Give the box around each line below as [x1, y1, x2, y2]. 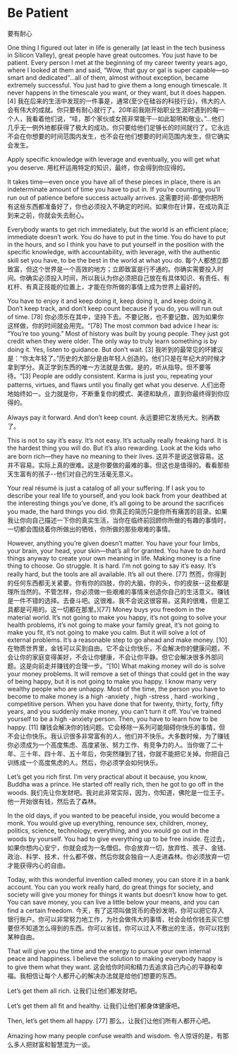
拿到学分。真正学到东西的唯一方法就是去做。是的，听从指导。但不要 [7, 362, 205, 371]
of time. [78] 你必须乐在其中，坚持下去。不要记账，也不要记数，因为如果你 [7, 312, 224, 321]
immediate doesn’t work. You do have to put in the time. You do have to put [7, 232, 226, 241]
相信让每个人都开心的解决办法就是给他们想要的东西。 [25, 971, 181, 979]
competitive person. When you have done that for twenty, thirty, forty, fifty [7, 699, 224, 708]
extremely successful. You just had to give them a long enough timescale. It [7, 81, 227, 89]
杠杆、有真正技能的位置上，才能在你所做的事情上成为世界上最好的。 [7, 282, 205, 291]
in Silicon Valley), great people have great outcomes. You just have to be [7, 51, 218, 59]
